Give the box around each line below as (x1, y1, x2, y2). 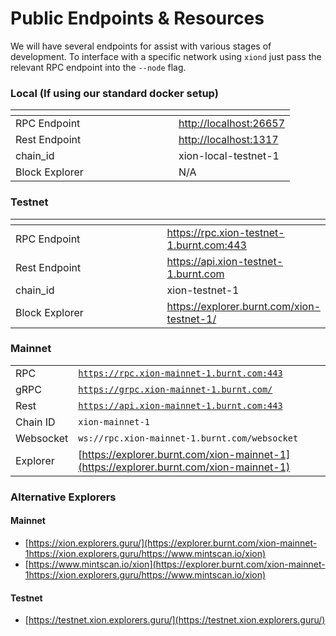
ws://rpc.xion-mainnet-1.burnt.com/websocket (78, 432, 299, 444)
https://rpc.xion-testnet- (166, 225, 285, 239)
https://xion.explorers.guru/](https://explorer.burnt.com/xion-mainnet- (28, 537, 318, 549)
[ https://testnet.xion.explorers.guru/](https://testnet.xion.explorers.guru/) (24, 614, 326, 626)
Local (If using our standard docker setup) (10, 86, 219, 100)
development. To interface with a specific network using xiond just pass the (10, 50, 322, 62)
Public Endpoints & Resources (10, 7, 265, 30)
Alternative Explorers (10, 490, 117, 504)
